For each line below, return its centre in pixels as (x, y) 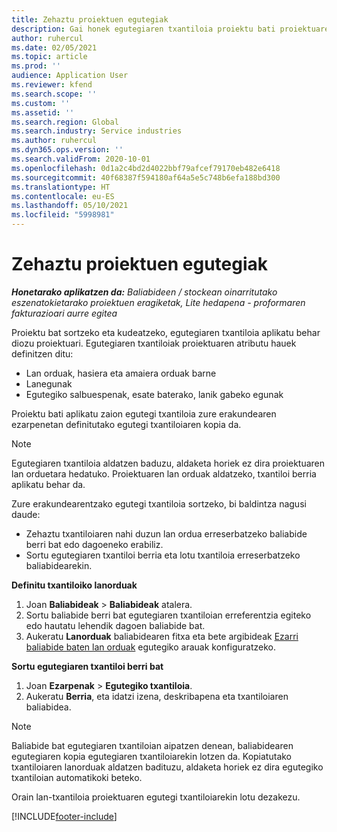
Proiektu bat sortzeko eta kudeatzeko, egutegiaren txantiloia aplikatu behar (166, 332)
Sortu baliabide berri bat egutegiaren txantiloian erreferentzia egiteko (168, 615)
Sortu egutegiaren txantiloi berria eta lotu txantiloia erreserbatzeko (163, 555)
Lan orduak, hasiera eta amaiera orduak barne (121, 373)
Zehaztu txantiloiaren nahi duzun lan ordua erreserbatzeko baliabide (166, 533)
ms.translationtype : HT (61, 187)
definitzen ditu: (42, 353)
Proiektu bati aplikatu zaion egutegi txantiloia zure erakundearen (144, 413)
